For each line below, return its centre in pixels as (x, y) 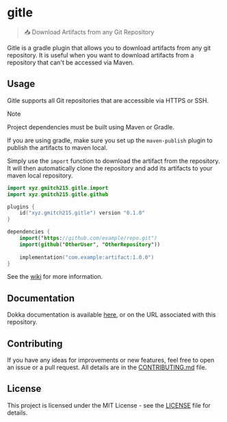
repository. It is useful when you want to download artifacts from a (101, 55)
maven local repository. (40, 175)
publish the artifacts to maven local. (57, 147)
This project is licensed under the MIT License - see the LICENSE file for (109, 405)
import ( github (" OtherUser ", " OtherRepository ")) (90, 245)
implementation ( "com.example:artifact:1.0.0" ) (87, 257)
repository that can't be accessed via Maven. (71, 62)
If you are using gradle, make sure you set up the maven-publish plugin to (110, 140)
